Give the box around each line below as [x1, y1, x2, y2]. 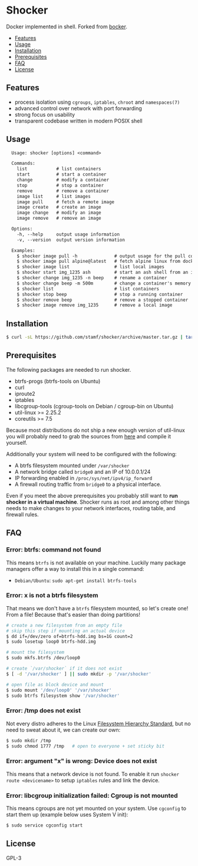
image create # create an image [16, 204, 101, 210]
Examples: [11, 247, 35, 253]
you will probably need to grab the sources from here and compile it [6, 432, 171, 439]
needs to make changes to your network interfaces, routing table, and [6, 504, 176, 511]
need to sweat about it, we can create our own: [6, 726, 121, 733]
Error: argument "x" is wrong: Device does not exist [6, 757, 157, 765]
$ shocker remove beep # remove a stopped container [16, 297, 189, 303]
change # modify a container [16, 177, 110, 183]
